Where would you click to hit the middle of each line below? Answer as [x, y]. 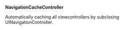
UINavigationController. [29, 22]
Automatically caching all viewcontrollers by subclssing [62, 17]
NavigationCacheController [34, 7]
